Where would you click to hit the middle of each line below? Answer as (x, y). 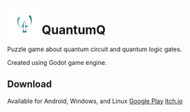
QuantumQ (74, 30)
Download (29, 84)
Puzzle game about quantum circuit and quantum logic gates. (95, 49)
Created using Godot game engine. (57, 62)
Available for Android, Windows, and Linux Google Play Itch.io (95, 101)
